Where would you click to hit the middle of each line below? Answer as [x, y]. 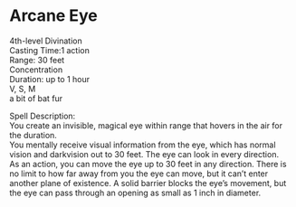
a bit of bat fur [36, 98]
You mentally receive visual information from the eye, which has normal [143, 145]
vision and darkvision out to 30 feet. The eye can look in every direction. [144, 154]
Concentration [36, 70]
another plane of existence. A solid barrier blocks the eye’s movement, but [148, 183]
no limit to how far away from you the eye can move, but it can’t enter [139, 174]
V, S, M [23, 89]
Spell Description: [43, 116]
